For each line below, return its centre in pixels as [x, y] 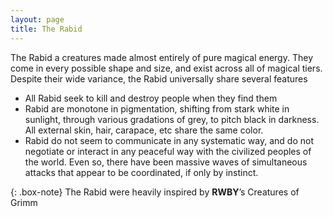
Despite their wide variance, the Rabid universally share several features [159, 78]
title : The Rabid [46, 29]
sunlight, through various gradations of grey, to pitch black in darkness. [172, 119]
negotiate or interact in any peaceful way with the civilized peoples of [168, 151]
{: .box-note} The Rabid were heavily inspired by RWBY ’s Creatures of [155, 192]
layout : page [37, 19]
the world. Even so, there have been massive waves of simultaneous [166, 162]
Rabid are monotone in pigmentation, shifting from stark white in [157, 108]
